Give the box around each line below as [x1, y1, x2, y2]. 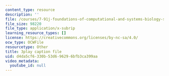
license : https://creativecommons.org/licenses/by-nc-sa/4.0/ [5, 35, 138, 40]
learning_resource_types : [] [5, 30, 66, 35]
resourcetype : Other [5, 44, 49, 49]
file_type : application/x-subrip [5, 26, 75, 31]
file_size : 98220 [5, 21, 42, 26]
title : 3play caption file [5, 49, 62, 54]
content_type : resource [5, 7, 55, 12]
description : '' [5, 12, 39, 17]
